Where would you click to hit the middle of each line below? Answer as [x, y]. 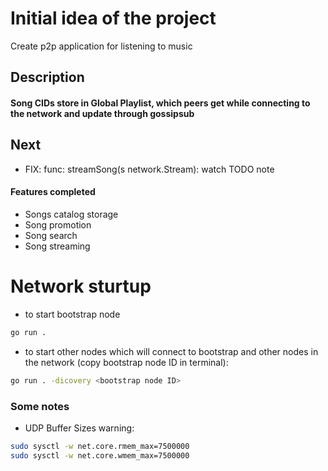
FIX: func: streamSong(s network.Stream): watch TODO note [149, 169]
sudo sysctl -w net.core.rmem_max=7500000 [100, 446]
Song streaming [57, 246]
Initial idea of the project [113, 18]
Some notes [40, 406]
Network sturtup [81, 286]
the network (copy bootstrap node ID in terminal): [126, 362]
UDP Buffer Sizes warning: [79, 428]
